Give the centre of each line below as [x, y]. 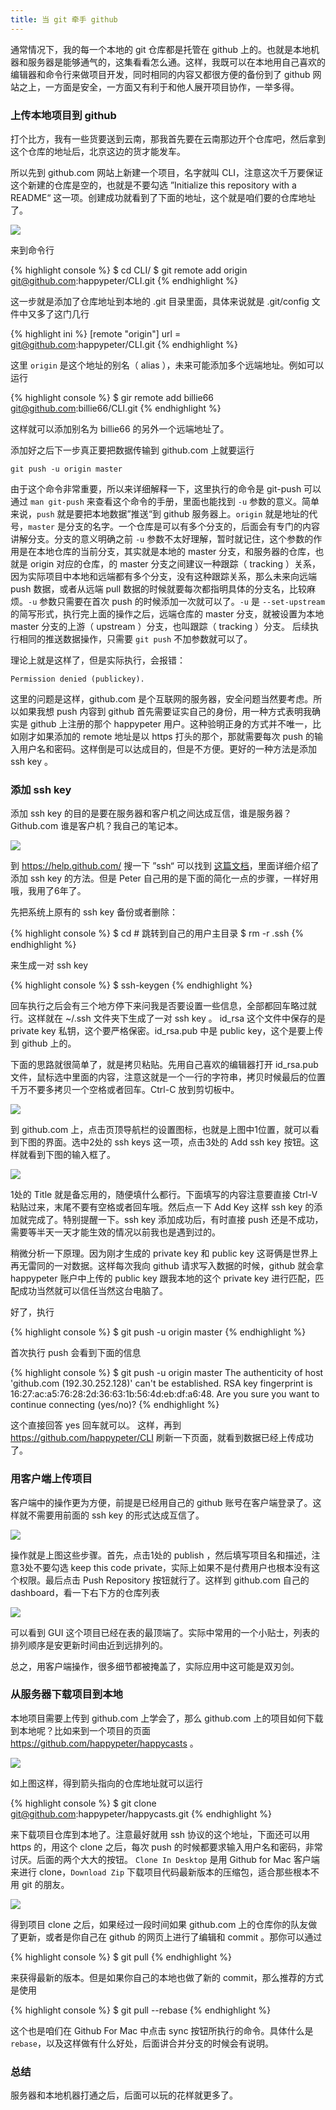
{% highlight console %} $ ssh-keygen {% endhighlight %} [131, 985]
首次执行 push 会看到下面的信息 [76, 1353]
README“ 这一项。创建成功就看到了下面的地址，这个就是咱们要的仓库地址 [163, 197]
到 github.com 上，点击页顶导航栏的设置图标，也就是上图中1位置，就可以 [160, 1130]
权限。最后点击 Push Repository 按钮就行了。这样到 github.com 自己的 [164, 1580]
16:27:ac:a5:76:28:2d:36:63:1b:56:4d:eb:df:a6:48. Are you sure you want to [165, 1394]
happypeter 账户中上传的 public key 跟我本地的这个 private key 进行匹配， [163, 1278]
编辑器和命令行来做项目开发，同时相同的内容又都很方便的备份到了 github [160, 74]
